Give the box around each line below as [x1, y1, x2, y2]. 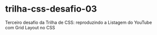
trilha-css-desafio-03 [5, 3, 97, 15]
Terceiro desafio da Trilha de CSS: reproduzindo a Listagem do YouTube [5, 19, 152, 25]
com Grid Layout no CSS [5, 24, 55, 30]
